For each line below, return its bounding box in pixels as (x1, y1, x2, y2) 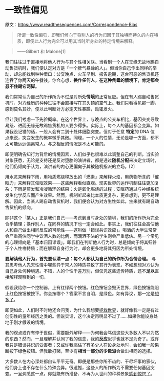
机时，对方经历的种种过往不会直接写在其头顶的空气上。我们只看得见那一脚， (5, 100, 159, 106)
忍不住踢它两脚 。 (5, 83, 40, 89)
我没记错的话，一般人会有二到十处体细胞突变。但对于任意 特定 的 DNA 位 (9, 128, 155, 134)
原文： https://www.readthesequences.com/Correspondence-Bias (5, 22, 138, 27)
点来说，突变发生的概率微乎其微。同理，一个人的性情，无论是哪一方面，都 (5, 134, 155, 140)
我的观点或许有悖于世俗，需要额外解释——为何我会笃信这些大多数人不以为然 (5, 330, 159, 336)
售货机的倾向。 (5, 204, 35, 210)
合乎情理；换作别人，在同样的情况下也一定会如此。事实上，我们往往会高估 (5, 221, 155, 226)
